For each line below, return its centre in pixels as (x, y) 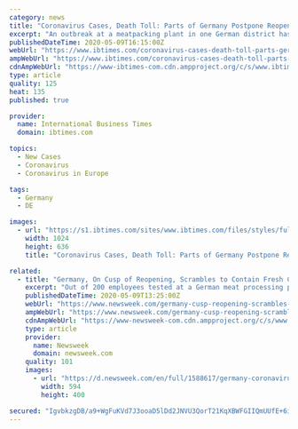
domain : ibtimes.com (55, 133)
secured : (25, 411)
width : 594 (61, 386)
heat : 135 (27, 91)
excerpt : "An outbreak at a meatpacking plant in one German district (142, 34)
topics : (24, 149)
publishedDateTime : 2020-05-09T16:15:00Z (87, 42)
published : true (39, 100)
